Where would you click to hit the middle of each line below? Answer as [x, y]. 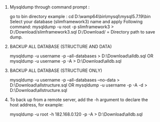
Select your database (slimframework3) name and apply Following [76, 22]
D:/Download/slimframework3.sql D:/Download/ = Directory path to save [82, 32]
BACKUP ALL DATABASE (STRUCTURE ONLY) [56, 70]
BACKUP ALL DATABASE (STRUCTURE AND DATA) [61, 46]
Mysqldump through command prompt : [50, 7]
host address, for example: [36, 105]
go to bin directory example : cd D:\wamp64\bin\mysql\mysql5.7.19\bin [80, 16]
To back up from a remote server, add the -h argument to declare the [79, 100]
